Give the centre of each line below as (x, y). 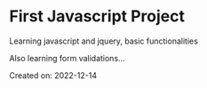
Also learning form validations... (68, 58)
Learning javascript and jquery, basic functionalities (103, 41)
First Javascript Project (97, 16)
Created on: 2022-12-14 (53, 75)
